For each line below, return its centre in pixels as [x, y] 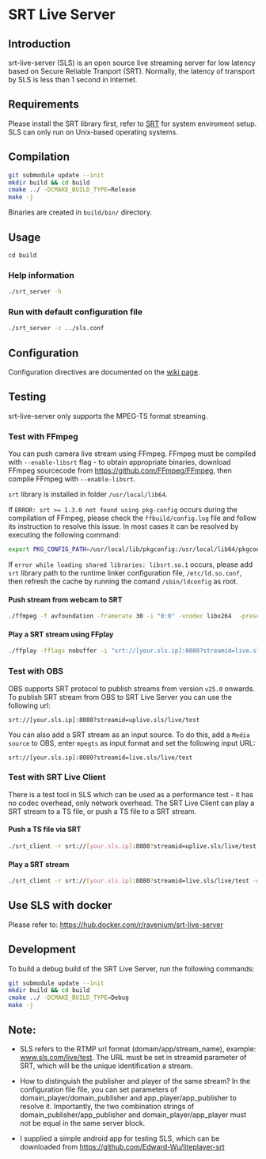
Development [42, 950]
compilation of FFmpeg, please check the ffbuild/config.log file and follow [133, 518]
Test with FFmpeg [44, 436]
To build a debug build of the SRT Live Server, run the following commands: [131, 968]
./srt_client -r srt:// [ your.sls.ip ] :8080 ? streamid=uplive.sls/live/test [133, 846]
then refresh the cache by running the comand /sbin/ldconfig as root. [123, 581]
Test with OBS [36, 671]
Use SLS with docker [60, 905]
